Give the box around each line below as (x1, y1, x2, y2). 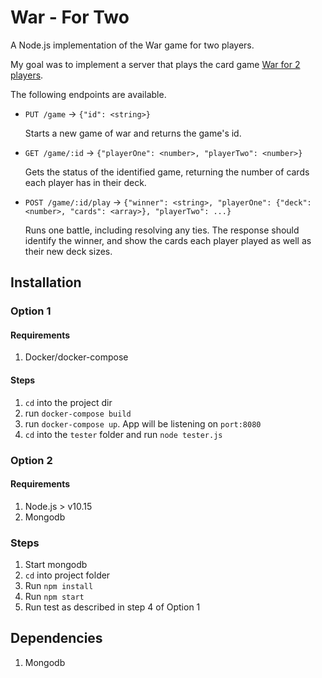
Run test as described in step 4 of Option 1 (24, 601, 201, 613)
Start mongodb (24, 559, 88, 571)
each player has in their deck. (24, 176, 147, 188)
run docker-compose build (24, 407, 132, 419)
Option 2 (10, 453, 53, 467)
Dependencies (10, 630, 103, 647)
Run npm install (24, 580, 94, 592)
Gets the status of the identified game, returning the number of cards (24, 166, 310, 178)
